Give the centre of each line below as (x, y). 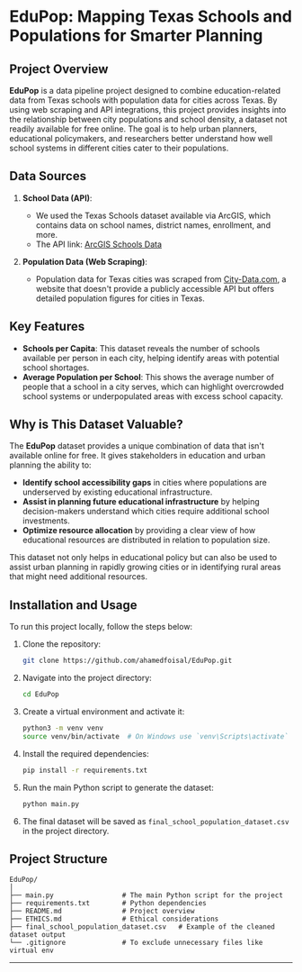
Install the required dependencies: (86, 753)
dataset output (38, 935)
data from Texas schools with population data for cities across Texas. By (143, 100)
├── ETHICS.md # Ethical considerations (114, 919)
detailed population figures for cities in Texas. (120, 298)
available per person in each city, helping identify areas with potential (151, 358)
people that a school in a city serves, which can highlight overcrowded (153, 386)
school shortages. (56, 368)
